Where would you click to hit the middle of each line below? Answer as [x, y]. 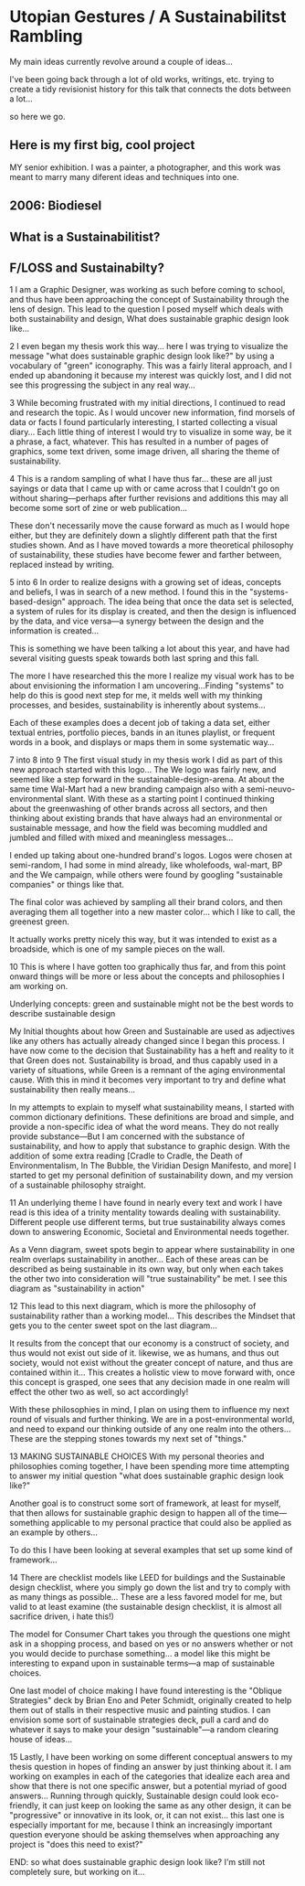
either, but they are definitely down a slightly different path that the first [143, 536]
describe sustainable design [63, 1014]
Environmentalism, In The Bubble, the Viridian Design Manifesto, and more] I [153, 1166]
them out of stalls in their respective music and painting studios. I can [140, 1710]
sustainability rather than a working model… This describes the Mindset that [152, 1316]
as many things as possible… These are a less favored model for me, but [146, 1597]
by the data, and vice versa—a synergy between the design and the [137, 621]
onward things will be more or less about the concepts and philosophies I [147, 976]
